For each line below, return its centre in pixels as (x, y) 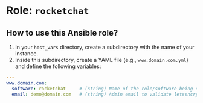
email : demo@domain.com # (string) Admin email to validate (92, 94)
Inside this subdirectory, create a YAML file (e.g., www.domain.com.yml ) (101, 60)
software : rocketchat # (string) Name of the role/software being (102, 89)
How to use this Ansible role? (62, 33)
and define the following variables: (58, 66)
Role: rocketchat (48, 11)
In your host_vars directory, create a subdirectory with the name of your (105, 47)
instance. (26, 54)
